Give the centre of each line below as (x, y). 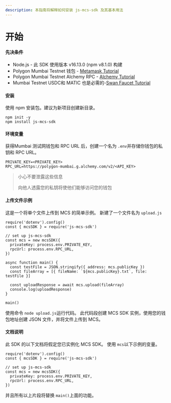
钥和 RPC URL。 (22, 152)
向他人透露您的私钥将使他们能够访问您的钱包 (65, 187)
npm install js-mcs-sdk (31, 122)
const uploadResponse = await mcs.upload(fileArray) (67, 285)
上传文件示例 (19, 200)
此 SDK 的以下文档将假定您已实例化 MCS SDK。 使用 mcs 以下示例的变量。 (82, 344)
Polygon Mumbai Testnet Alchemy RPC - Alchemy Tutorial (74, 77)
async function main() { (32, 263)
